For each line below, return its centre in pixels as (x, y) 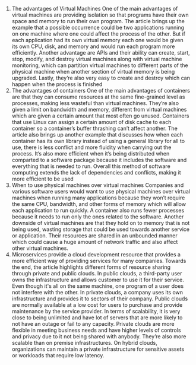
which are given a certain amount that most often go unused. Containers (100, 116)
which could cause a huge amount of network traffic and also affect (95, 242)
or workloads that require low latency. (58, 355)
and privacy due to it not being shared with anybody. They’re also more (99, 337)
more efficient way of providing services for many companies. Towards (99, 261)
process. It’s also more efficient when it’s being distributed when (91, 153)
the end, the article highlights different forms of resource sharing (91, 267)
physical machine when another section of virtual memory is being (93, 72)
